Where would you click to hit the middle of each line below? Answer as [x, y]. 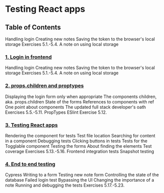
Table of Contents [33, 27]
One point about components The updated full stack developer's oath [76, 107]
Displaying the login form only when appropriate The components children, [81, 96]
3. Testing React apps [31, 125]
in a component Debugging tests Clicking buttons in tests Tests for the [76, 141]
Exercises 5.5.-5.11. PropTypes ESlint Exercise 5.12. [56, 112]
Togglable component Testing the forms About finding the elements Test [79, 146]
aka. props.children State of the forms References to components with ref [80, 101]
